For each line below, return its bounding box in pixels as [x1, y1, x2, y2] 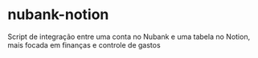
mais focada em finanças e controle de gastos [7, 40, 162, 49]
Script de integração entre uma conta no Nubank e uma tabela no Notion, [7, 32, 251, 41]
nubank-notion [7, 6, 109, 24]
